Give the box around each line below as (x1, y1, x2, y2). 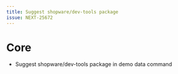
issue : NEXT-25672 (6, 15, 53, 21)
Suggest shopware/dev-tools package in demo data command (15, 61, 173, 68)
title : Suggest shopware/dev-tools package (6, 8, 119, 15)
